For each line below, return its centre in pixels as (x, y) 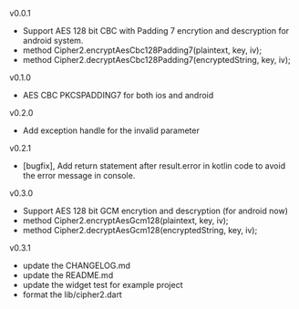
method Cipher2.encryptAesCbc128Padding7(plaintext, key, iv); (142, 50)
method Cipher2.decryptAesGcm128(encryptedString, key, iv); (140, 230)
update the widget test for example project (103, 285)
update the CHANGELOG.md (76, 265)
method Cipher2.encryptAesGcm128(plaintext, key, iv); (126, 221)
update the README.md (68, 275)
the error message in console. (79, 175)
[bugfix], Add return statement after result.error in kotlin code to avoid (154, 166)
